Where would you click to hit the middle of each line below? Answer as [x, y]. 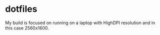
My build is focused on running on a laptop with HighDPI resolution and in [80, 23]
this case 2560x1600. [27, 28]
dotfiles [21, 9]
